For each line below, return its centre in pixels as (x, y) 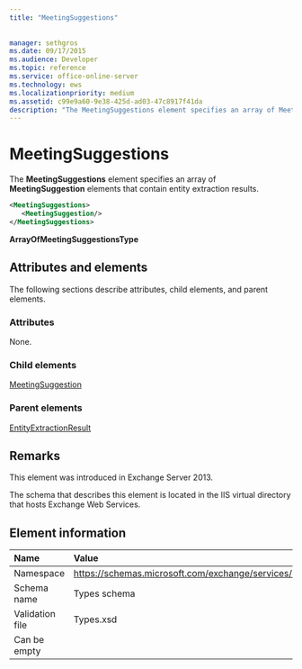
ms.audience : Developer (54, 59)
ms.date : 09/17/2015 (48, 51)
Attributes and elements (79, 268)
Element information (68, 533)
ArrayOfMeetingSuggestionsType (74, 239)
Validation (35, 614)
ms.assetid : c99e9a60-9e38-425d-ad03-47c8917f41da (106, 101)
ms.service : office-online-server (74, 77)
